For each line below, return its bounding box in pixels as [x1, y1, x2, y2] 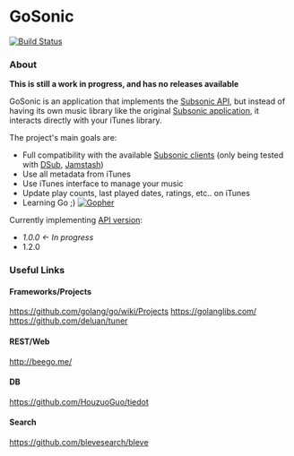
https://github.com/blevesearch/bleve [9, 436, 150, 447]
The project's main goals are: [9, 133, 117, 143]
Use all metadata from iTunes [22, 168, 132, 180]
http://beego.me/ [9, 356, 73, 366]
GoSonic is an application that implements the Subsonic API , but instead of [9, 96, 286, 107]
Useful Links [9, 264, 65, 277]
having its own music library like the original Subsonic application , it [9, 106, 260, 116]
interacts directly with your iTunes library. [9, 115, 162, 126]
